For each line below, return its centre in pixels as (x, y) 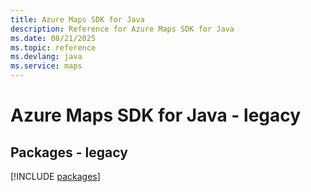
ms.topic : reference (53, 47)
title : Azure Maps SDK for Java (77, 19)
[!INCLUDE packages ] (55, 176)
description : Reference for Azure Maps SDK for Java (122, 29)
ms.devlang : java (46, 57)
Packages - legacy (69, 152)
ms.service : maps (46, 66)
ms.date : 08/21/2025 (53, 38)
